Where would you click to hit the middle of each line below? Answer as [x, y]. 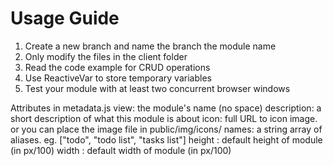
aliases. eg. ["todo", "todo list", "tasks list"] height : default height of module [166, 139]
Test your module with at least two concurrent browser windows [157, 88]
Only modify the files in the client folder [106, 56]
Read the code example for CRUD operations [117, 67]
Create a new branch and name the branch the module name [150, 46]
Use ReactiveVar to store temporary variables [118, 78]
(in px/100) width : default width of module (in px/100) [121, 150]
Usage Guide [65, 18]
